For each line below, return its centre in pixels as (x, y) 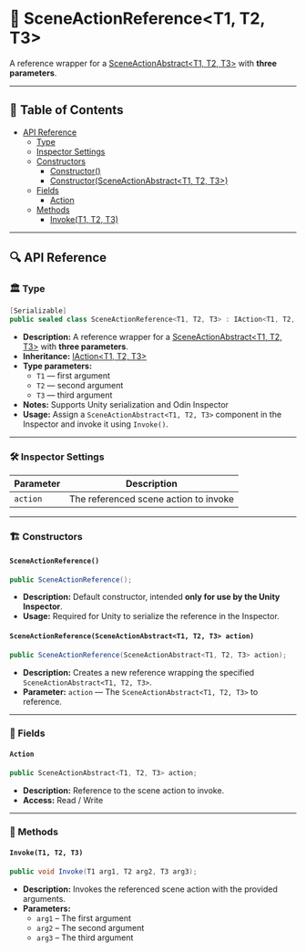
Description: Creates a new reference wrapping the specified (138, 672)
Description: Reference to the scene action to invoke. (123, 790)
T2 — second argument (80, 386)
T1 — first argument (73, 376)
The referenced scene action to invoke (151, 499)
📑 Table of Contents (66, 110)
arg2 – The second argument (90, 927)
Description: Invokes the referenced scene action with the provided (150, 889)
